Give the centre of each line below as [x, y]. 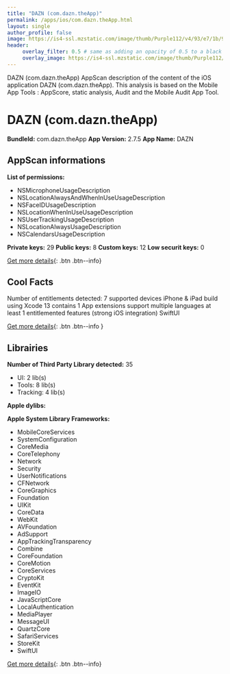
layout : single [29, 26]
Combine [30, 549]
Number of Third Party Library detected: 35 [70, 365]
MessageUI [33, 622]
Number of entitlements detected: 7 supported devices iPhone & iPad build [113, 298]
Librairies [28, 348]
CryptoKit [30, 578]
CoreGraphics [37, 490]
